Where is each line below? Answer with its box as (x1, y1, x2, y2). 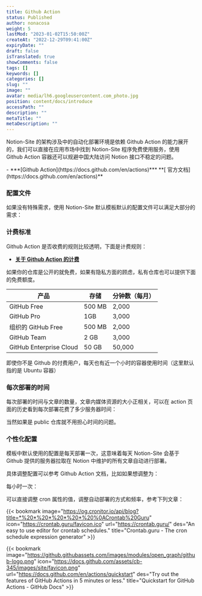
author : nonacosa (6, 20, 50, 26)
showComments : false (6, 59, 58, 65)
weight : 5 (6, 25, 31, 32)
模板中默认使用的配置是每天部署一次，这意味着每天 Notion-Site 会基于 (6, 450, 180, 457)
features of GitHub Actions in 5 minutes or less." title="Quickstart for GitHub (6, 577, 195, 585)
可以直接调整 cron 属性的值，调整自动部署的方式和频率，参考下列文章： (6, 495, 184, 503)
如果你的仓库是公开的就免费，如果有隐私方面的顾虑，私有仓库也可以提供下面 (6, 268, 196, 275)
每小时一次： (6, 483, 38, 490)
